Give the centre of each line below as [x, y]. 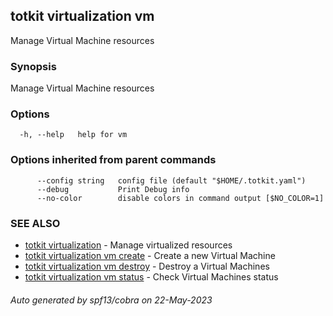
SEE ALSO [35, 223]
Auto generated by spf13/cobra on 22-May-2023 [111, 300]
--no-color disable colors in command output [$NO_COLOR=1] [180, 198]
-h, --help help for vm [73, 135]
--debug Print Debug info [113, 189]
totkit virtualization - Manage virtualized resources [128, 245]
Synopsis [33, 66]
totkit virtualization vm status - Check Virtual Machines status [151, 277]
